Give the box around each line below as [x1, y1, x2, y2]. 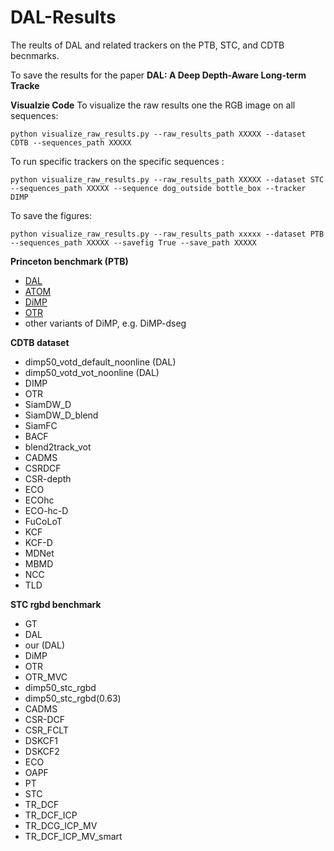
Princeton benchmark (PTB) [10, 255, 129, 267]
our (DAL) [24, 639, 66, 651]
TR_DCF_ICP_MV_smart [24, 830, 123, 842]
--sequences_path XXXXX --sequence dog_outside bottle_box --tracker [10, 183, 307, 193]
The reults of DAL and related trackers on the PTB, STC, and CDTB [10, 39, 285, 51]
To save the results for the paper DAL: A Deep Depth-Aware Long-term [10, 69, 307, 81]
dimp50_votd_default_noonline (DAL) [24, 356, 177, 368]
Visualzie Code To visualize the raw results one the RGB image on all [10, 99, 296, 111]
